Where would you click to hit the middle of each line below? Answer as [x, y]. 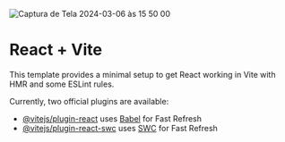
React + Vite [56, 50]
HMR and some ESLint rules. [62, 84]
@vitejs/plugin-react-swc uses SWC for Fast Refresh [120, 128]
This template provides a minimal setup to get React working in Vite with [142, 74]
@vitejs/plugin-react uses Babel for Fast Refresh [112, 118]
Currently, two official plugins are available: [89, 101]
